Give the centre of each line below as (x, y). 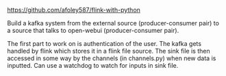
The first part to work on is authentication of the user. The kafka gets (104, 43)
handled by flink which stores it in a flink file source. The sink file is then (109, 51)
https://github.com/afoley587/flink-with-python (74, 10)
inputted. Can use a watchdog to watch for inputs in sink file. (93, 65)
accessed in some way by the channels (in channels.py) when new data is (112, 58)
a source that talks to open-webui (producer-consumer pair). (93, 30)
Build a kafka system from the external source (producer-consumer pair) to (113, 23)
